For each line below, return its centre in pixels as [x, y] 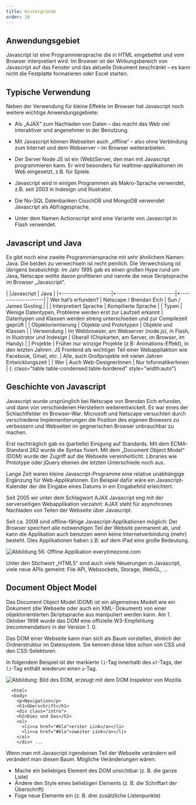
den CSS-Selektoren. [32, 650]
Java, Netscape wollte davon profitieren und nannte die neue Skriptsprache [97, 276]
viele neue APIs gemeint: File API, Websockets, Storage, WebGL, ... [87, 569]
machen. [17, 432]
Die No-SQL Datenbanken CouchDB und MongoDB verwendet [90, 201]
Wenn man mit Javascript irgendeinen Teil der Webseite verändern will [91, 753]
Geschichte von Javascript [56, 387]
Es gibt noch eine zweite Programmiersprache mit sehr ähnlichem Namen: [95, 257]
